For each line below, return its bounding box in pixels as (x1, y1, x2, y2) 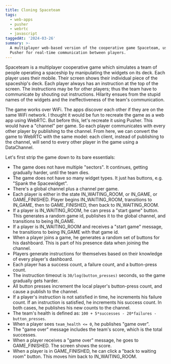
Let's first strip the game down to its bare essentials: (5, 154, 116, 160)
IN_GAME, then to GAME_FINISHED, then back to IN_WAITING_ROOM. (12, 202, 159, 208)
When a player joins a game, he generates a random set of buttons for (12, 234, 160, 240)
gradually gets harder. (12, 277, 59, 284)
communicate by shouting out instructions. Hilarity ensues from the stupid (5, 91, 161, 97)
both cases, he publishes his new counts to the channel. (12, 304, 131, 311)
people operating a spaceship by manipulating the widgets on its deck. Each (5, 69, 165, 75)
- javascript (10, 31, 38, 36)
